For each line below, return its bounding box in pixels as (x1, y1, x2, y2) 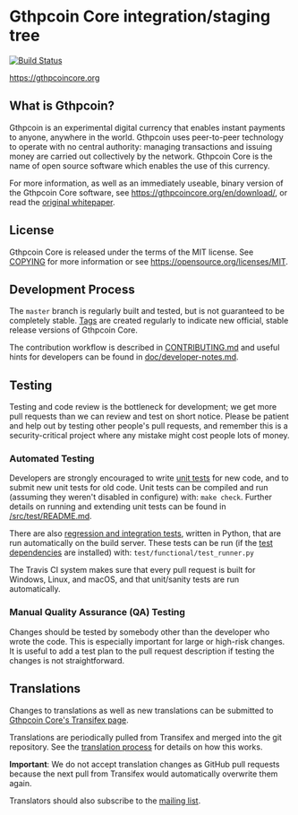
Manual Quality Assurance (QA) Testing (9, 606, 186, 619)
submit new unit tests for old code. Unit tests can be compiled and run (9, 482, 268, 493)
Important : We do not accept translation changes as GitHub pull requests (9, 759, 280, 769)
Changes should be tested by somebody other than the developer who (9, 626, 270, 637)
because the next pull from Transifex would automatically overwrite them (9, 768, 278, 779)
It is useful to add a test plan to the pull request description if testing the (9, 646, 275, 656)
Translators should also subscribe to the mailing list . (9, 795, 201, 806)
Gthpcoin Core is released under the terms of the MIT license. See (9, 247, 254, 257)
